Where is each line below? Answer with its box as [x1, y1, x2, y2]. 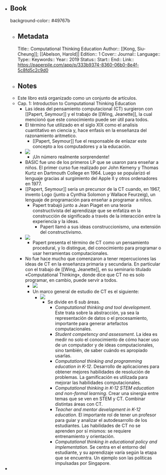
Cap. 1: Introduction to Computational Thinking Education [17, 101, 136, 107]
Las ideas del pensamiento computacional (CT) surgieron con [25, 106, 153, 112]
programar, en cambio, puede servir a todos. [25, 277, 118, 283]
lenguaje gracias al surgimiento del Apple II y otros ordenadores [25, 176, 157, 182]
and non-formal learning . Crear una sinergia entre [55, 391, 159, 397]
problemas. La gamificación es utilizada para [55, 374, 148, 380]
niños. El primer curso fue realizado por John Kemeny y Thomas [25, 164, 158, 171]
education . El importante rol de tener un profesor [55, 412, 157, 418]
